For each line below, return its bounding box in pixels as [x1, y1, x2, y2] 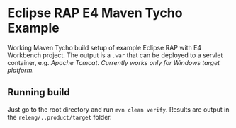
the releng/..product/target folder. [7, 112, 112, 121]
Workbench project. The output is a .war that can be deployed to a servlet [7, 51, 223, 59]
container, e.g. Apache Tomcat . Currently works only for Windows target [7, 58, 220, 66]
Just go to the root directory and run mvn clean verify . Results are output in [7, 105, 230, 114]
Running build [7, 86, 70, 98]
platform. [7, 66, 34, 74]
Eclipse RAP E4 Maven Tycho [7, 5, 183, 21]
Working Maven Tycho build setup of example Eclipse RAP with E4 [7, 43, 202, 52]
